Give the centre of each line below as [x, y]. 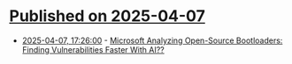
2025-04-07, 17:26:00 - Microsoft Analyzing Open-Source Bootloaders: [152, 40]
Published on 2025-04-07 [107, 16]
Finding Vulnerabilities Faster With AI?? [93, 49]
